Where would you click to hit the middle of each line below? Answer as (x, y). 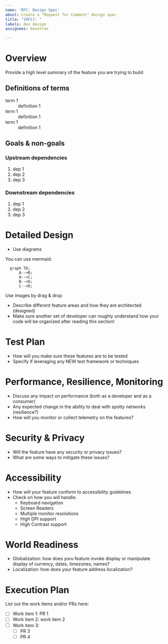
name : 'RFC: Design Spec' (32, 10)
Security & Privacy (45, 438)
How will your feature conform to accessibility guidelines (72, 492)
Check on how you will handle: (45, 497)
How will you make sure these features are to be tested (70, 356)
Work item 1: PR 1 (30, 614)
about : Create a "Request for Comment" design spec (61, 15)
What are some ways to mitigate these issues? (61, 457)
